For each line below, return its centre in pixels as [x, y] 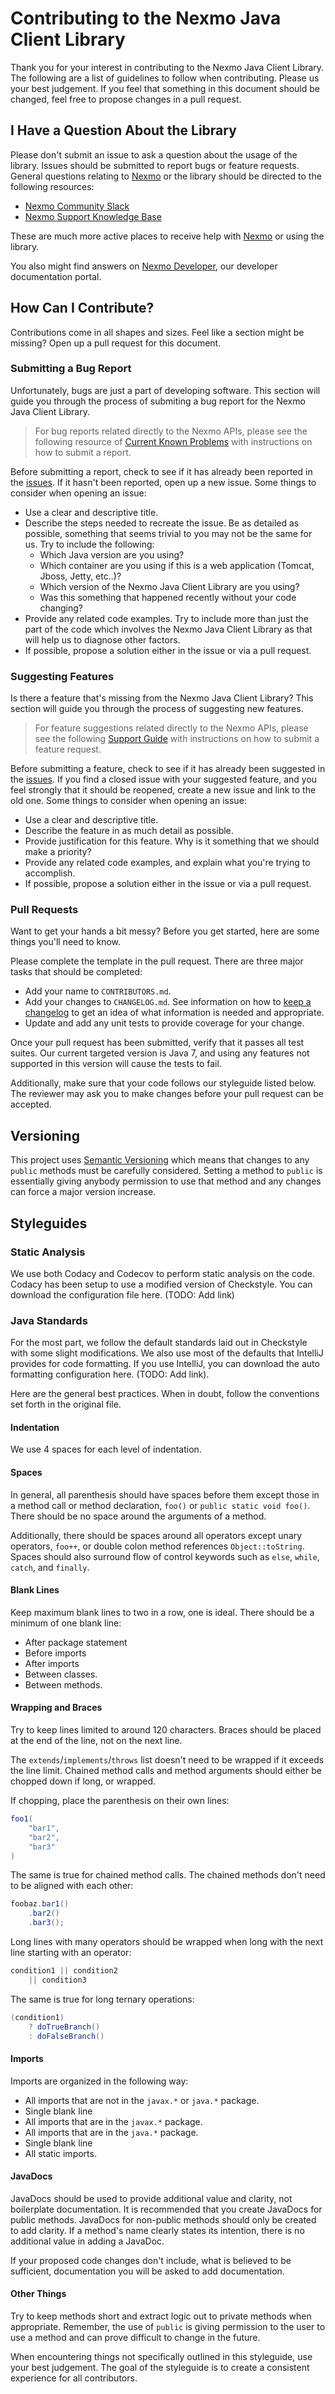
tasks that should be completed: [76, 972]
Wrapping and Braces [56, 1708]
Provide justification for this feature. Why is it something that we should [172, 841]
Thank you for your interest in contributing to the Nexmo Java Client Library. [167, 67]
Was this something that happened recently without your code [168, 597]
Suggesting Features [62, 676]
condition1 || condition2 [64, 1971]
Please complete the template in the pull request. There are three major [157, 961]
